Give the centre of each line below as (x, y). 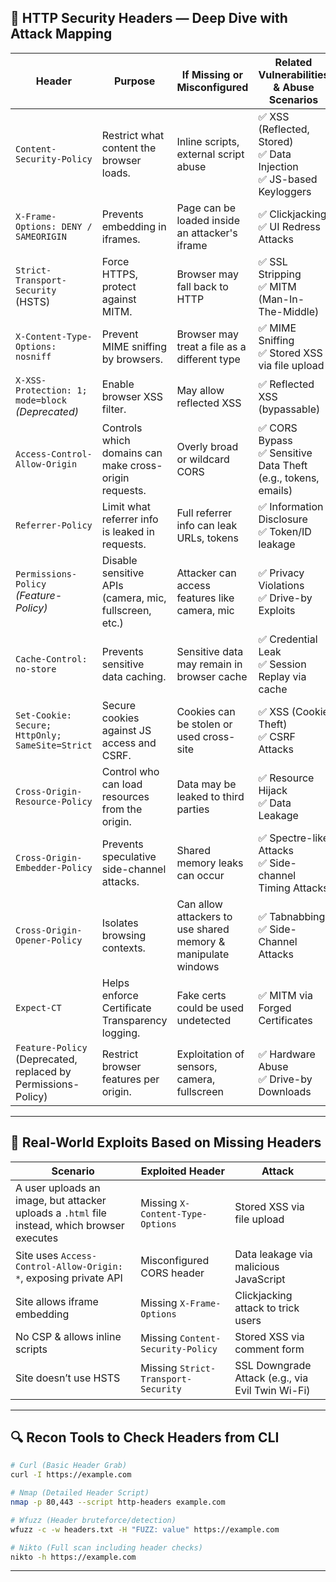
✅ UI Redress (289, 226)
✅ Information (291, 506)
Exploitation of (210, 1054)
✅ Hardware (287, 1054)
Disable (119, 560)
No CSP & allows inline (68, 1336)
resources (125, 796)
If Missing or (212, 74)
